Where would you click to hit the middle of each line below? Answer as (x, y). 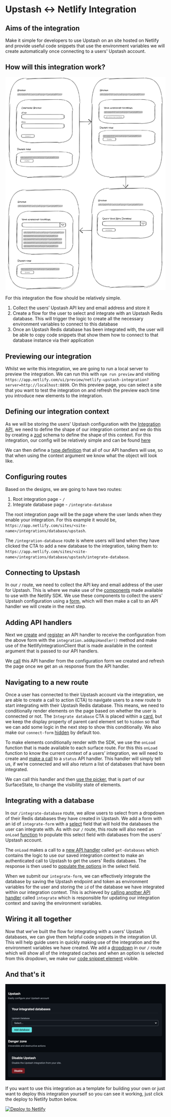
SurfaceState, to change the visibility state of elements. (63, 785)
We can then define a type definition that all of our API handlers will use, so (84, 450)
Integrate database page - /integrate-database (62, 504)
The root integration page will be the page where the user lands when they (83, 514)
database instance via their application (53, 340)
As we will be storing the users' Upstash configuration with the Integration (83, 424)
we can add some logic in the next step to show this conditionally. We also (83, 727)
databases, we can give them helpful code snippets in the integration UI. (81, 937)
